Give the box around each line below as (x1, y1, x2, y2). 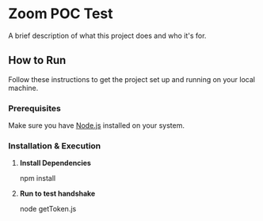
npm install (19, 174, 56, 183)
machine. (8, 83, 39, 92)
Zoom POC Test (8, 5, 113, 23)
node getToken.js (19, 204, 77, 214)
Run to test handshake (19, 189, 96, 198)
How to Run (8, 54, 67, 67)
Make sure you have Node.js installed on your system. (8, 121, 185, 130)
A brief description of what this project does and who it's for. (8, 31, 207, 40)
